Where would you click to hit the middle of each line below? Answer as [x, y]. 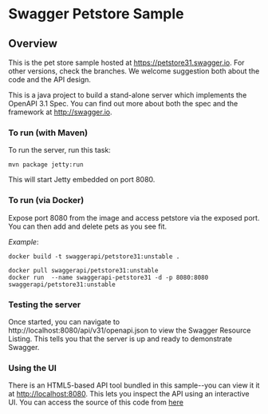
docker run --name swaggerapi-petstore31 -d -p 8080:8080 [108, 277]
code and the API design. [50, 80]
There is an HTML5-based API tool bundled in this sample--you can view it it [134, 385]
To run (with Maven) [48, 133]
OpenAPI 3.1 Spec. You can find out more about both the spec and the [123, 103]
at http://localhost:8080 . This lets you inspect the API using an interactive [129, 394]
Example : [24, 241]
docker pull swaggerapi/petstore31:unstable [83, 270]
